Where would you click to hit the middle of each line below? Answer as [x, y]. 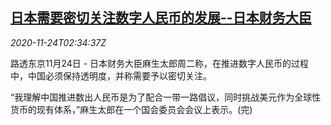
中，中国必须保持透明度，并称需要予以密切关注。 [111, 75]
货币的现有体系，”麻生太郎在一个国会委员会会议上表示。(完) [131, 109]
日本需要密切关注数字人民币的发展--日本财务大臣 [161, 18]
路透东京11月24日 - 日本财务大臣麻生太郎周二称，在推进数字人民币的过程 [160, 63]
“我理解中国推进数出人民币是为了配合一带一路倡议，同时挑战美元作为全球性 [166, 97]
